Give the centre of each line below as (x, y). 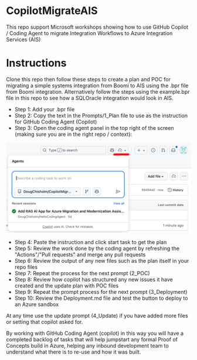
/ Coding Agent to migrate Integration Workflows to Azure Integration (89, 33)
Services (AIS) (23, 39)
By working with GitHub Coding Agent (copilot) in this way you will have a (95, 333)
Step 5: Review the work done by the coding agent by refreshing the (97, 248)
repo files (26, 267)
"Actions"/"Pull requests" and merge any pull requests (80, 254)
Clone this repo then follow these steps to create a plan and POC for (89, 79)
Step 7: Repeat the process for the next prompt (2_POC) (82, 273)
